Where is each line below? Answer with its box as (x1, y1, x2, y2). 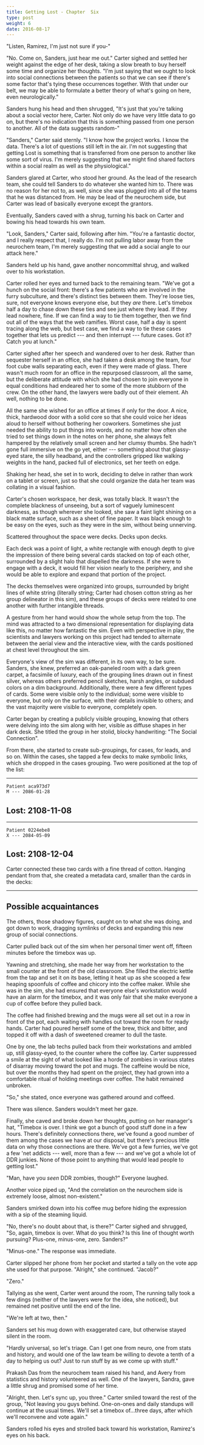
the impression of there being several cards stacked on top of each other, (6, 551, 190, 558)
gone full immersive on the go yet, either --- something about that (6, 446, 171, 453)
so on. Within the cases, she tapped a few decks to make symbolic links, (6, 753, 188, 760)
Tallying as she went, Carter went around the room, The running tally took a (6, 1289, 195, 1296)
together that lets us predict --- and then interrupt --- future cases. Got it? (6, 332, 192, 339)
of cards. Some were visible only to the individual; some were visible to (6, 690, 184, 698)
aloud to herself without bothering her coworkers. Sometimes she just (6, 420, 181, 427)
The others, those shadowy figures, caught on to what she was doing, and (6, 918, 192, 925)
